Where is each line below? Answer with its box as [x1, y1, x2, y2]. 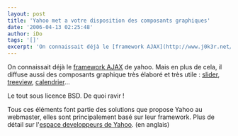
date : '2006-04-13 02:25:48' [7, 23, 93, 30]
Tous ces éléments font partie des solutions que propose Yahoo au [7, 106, 203, 113]
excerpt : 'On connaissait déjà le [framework [7, 43, 144, 50]
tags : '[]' [7, 37, 40, 44]
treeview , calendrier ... [7, 78, 71, 86]
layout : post [7, 10, 46, 18]
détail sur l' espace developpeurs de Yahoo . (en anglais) [7, 120, 170, 128]
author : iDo [7, 30, 42, 38]
